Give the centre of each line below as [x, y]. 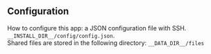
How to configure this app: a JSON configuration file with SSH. [97, 28]
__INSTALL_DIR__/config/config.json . [61, 35]
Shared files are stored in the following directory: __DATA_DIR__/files [106, 43]
